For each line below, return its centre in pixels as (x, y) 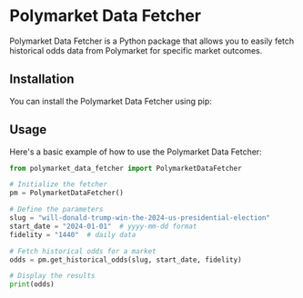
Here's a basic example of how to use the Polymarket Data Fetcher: (136, 152)
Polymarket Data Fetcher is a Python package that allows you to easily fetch (152, 41)
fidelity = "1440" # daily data (73, 234)
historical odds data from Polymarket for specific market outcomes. (136, 50)
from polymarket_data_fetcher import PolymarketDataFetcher (126, 168)
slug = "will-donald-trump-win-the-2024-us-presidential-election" (140, 218)
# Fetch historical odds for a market (83, 251)
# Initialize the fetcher (58, 184)
